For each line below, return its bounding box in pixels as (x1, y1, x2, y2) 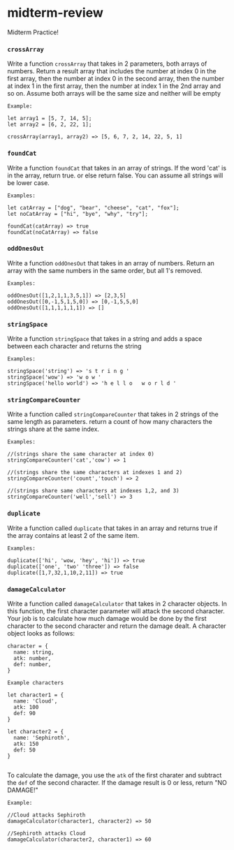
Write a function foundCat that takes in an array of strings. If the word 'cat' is (7, 163, 227, 172)
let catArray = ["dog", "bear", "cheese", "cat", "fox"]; (7, 204, 180, 211)
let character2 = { (7, 728, 64, 735)
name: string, (13, 649, 54, 656)
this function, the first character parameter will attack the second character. (7, 607, 225, 615)
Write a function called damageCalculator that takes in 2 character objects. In (7, 599, 227, 608)
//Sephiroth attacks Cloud (7, 830, 86, 837)
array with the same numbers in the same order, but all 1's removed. (7, 266, 203, 274)
